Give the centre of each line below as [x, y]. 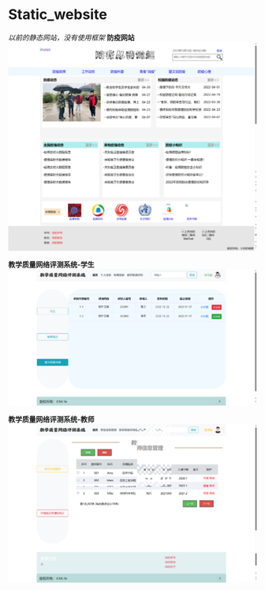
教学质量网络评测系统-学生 [51, 264]
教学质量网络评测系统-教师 [51, 419]
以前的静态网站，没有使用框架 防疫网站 [71, 37]
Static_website [58, 15]
